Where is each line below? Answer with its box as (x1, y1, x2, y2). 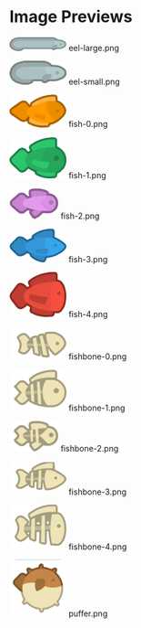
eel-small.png (67, 76, 120, 88)
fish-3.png (67, 254, 108, 265)
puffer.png (67, 608, 108, 619)
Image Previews (9, 6, 133, 27)
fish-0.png (67, 119, 108, 130)
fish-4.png (67, 309, 108, 320)
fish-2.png (60, 210, 100, 221)
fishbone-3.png (67, 486, 127, 497)
